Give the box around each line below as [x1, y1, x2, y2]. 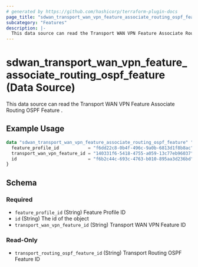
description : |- [6, 25, 46, 31]
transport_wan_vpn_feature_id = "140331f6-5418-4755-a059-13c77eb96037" [11, 150, 194, 156]
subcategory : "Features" [6, 19, 67, 25]
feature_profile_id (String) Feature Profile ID [14, 209, 126, 216]
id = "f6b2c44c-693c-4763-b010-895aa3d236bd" [11, 156, 194, 162]
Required [6, 195, 33, 203]
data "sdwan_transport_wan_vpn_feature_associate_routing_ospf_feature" [6, 139, 189, 145]
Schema [6, 177, 37, 187]
